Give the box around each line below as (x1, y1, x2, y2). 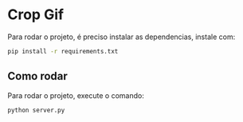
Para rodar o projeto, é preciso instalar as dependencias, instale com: (7, 32, 236, 41)
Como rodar (7, 69, 69, 83)
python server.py (7, 106, 65, 114)
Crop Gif (7, 6, 65, 24)
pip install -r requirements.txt (7, 47, 119, 55)
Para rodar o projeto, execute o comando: (7, 90, 144, 100)
